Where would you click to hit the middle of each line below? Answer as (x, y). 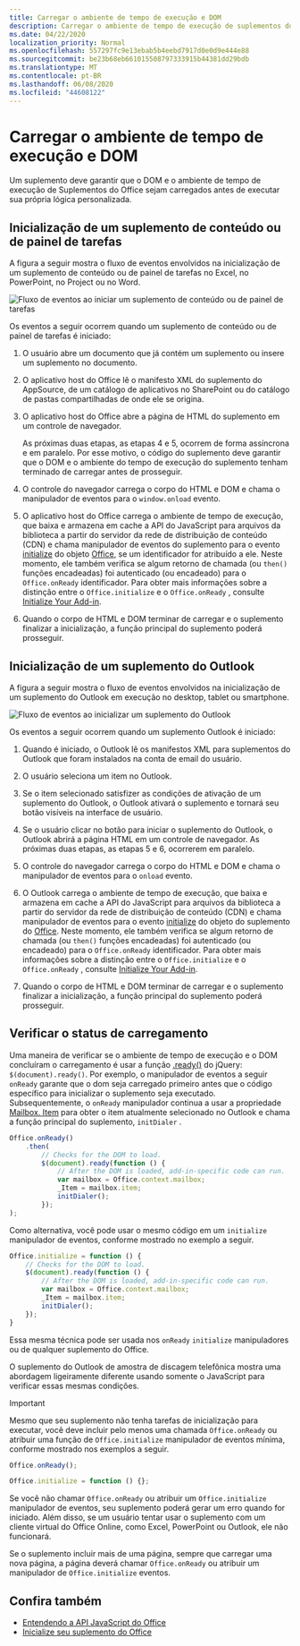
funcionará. (30, 1537)
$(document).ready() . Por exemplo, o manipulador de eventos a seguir (138, 1074)
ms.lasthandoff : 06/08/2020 (62, 84)
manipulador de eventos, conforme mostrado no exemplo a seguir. (132, 1240)
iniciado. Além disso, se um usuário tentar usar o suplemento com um (137, 1517)
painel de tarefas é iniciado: (60, 336)
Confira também (56, 1601)
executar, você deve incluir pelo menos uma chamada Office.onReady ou (143, 1429)
